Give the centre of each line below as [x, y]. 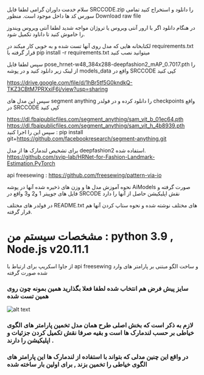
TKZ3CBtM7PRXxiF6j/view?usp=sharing [58, 89]
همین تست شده [28, 296]
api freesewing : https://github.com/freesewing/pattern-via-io [84, 175]
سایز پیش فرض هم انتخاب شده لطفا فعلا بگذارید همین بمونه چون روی [98, 288]
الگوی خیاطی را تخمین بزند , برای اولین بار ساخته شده [77, 365]
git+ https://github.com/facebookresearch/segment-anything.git [87, 138]
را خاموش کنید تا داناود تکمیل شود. [46, 34]
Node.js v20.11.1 [48, 249]
